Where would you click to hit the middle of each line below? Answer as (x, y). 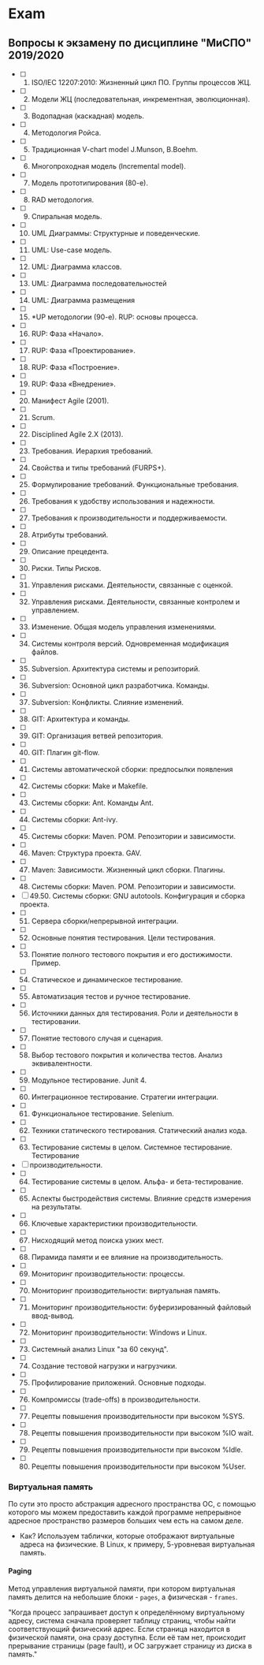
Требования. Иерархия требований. (92, 451)
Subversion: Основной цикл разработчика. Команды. (121, 685)
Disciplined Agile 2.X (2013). (77, 434)
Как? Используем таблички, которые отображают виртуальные (127, 1536)
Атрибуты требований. (70, 535)
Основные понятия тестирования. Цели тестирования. (123, 938)
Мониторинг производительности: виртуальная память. (126, 1291)
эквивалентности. (62, 1063)
